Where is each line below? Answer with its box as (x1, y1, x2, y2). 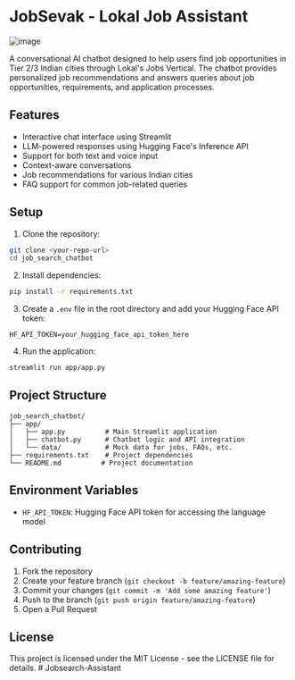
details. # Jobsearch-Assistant (9, 663, 122, 674)
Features (9, 107, 60, 122)
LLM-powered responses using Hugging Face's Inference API (21, 140, 250, 151)
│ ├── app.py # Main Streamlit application (9, 427, 217, 436)
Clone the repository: (21, 228, 101, 239)
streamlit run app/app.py (9, 364, 105, 373)
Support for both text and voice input (21, 150, 159, 161)
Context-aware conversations (21, 159, 132, 171)
